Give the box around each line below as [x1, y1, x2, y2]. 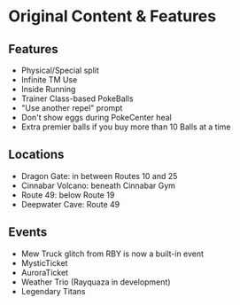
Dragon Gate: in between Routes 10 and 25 [20, 170, 178, 181]
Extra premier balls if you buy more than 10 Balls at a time [20, 121, 231, 132]
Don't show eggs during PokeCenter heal [20, 113, 172, 122]
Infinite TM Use [20, 74, 78, 85]
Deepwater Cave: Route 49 [20, 199, 120, 209]
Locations [8, 147, 65, 162]
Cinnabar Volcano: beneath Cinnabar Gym [20, 180, 176, 191]
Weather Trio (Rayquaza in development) [20, 277, 171, 287]
